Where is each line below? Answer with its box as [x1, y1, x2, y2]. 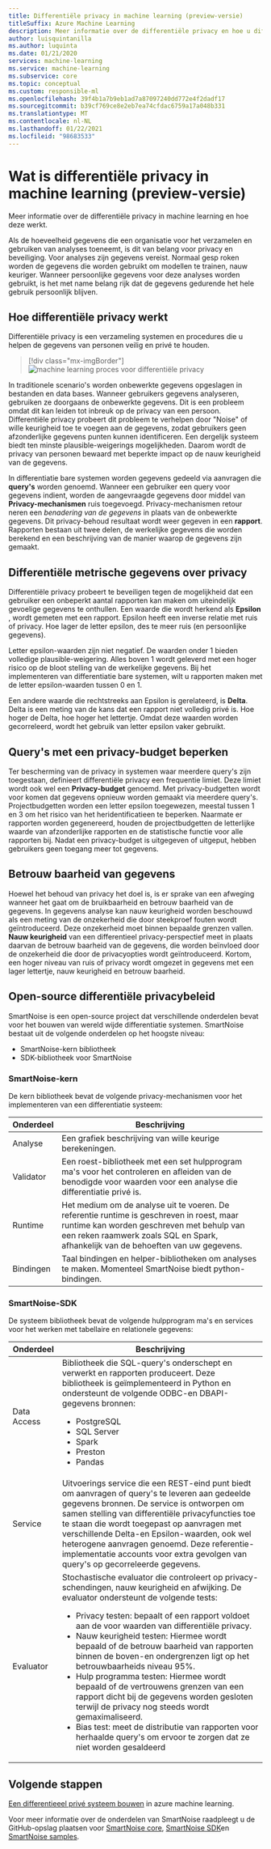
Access [12, 1416, 41, 1427]
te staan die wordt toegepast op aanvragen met [61, 1518, 242, 1529]
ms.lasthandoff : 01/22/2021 [8, 125, 103, 133]
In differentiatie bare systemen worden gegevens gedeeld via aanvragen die [8, 473, 262, 483]
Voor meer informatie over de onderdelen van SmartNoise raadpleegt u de [8, 1814, 256, 1825]
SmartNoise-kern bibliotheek [19, 1044, 117, 1054]
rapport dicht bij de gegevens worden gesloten [75, 1691, 253, 1703]
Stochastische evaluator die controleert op [61, 1571, 223, 1583]
